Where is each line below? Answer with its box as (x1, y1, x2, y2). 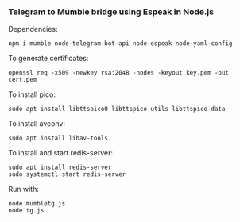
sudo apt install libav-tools (8, 134, 109, 143)
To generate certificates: (8, 54, 89, 63)
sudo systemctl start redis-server (8, 170, 126, 178)
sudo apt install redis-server (8, 163, 112, 172)
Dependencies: (8, 25, 58, 34)
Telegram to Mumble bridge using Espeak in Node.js (8, 6, 215, 17)
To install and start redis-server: (8, 148, 114, 158)
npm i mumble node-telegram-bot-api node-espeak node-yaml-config (8, 40, 233, 48)
